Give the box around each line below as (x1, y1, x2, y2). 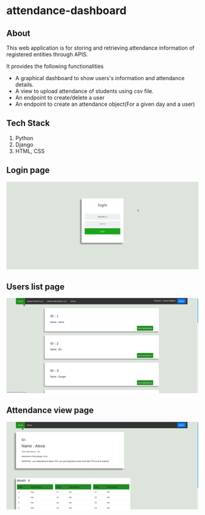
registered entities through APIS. (6, 51, 88, 58)
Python (15, 134, 34, 141)
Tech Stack (6, 118, 50, 128)
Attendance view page (6, 405, 94, 416)
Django (15, 141, 34, 148)
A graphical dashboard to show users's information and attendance (15, 75, 185, 81)
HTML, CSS (15, 147, 45, 155)
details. (15, 81, 34, 88)
